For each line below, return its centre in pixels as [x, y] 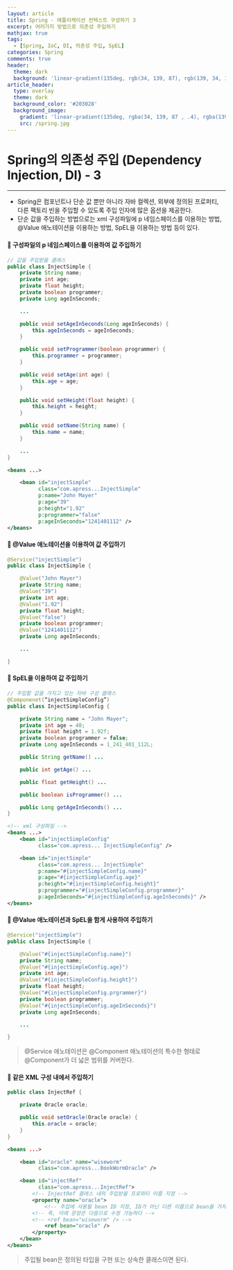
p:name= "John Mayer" [68, 496]
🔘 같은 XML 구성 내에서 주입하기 [50, 1077]
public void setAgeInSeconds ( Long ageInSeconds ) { [94, 324]
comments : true [29, 59]
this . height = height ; [65, 407]
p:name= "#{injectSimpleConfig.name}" [93, 871]
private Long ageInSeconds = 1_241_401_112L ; [87, 745]
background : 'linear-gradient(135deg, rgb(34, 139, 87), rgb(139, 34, [118, 78]
